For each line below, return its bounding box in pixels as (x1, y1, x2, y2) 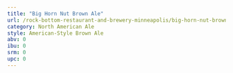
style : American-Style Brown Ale (7, 29, 104, 37)
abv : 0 (7, 36, 26, 43)
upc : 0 (7, 56, 26, 63)
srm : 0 (7, 49, 26, 56)
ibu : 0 (7, 42, 26, 49)
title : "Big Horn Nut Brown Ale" (7, 10, 104, 17)
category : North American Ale (7, 23, 95, 30)
